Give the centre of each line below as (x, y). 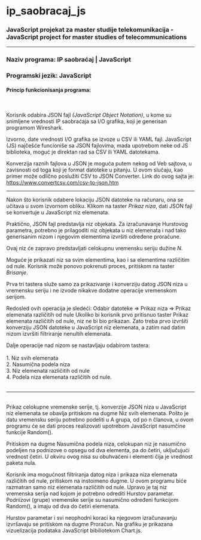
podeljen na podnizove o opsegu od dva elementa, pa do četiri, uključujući (98, 450)
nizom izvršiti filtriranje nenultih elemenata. (59, 333)
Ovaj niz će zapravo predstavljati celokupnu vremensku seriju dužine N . (95, 248)
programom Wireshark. (35, 127)
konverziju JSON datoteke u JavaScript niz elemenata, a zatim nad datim (96, 327)
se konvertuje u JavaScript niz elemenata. (58, 212)
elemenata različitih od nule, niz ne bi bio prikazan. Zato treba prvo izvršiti (97, 321)
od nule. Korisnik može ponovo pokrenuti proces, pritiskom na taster (90, 266)
